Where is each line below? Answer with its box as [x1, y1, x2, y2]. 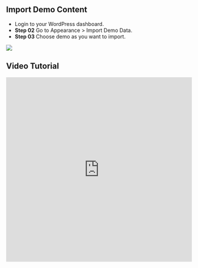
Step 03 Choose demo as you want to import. [14, 32, 126, 40]
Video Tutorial [6, 61, 60, 71]
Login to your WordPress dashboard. [14, 20, 104, 27]
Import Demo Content [6, 5, 87, 15]
